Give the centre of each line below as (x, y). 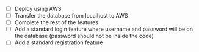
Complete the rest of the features (56, 22)
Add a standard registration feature (59, 42)
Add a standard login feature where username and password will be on (104, 29)
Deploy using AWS (38, 9)
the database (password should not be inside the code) (84, 36)
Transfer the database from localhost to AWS (71, 16)
